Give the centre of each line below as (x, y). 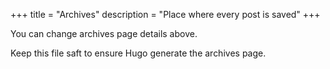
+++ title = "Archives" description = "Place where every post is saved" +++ (165, 14)
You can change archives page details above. (104, 33)
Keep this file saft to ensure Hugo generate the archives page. (138, 53)
